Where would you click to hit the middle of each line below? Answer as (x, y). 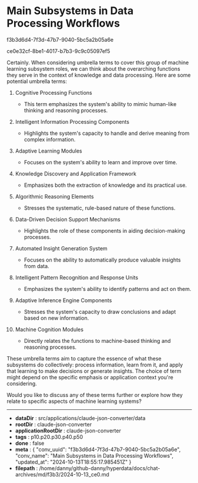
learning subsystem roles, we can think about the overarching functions (94, 68)
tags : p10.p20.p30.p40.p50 (49, 436)
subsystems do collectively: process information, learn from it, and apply (95, 365)
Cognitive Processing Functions (54, 92)
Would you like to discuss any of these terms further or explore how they (95, 395)
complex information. (50, 139)
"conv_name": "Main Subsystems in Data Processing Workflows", (94, 455)
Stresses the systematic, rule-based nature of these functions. (100, 208)
